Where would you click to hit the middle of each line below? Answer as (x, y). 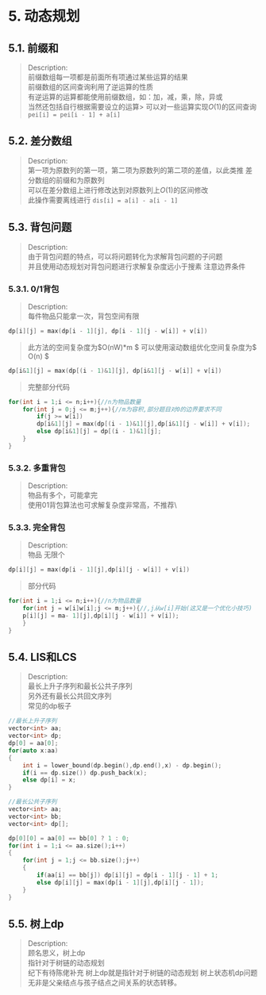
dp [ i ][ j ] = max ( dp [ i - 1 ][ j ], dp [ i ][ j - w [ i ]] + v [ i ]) (99, 570)
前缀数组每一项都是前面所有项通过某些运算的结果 (108, 77)
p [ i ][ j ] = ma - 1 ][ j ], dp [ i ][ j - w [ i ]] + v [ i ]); (101, 616)
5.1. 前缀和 (34, 48)
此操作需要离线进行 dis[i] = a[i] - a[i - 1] (103, 200)
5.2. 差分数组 (40, 141)
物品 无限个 (46, 555)
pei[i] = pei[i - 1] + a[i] (74, 115)
